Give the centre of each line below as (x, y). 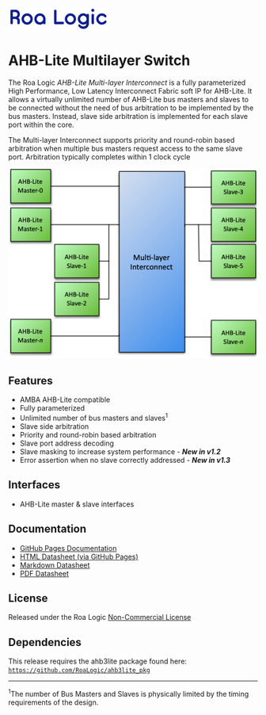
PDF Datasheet (44, 573)
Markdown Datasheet (55, 565)
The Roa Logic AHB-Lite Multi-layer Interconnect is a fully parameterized (127, 82)
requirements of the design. (53, 702)
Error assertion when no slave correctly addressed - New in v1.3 (125, 460)
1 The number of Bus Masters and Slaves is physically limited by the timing (129, 693)
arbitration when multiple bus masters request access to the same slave (125, 148)
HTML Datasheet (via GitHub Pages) (79, 556)
